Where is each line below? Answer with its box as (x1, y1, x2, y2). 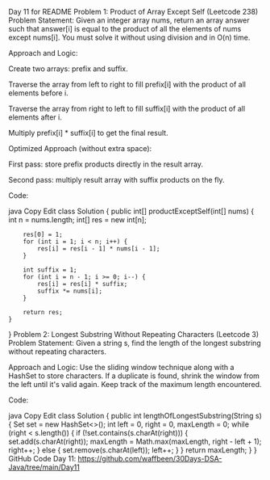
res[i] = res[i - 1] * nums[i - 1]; (37, 245, 160, 253)
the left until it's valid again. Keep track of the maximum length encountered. (8, 380, 262, 389)
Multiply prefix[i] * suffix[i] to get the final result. (8, 128, 168, 137)
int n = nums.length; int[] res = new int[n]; (8, 215, 147, 225)
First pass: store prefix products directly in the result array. (8, 159, 204, 169)
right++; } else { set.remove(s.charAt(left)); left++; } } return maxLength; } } (8, 445, 258, 455)
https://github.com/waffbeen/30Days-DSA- (77, 454, 222, 463)
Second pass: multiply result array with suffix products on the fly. (8, 175, 225, 184)
